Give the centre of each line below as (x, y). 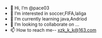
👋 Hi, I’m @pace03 (30, 8)
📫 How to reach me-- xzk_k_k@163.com (53, 30)
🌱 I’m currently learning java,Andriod (48, 19)
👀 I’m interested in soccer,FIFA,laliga (48, 13)
